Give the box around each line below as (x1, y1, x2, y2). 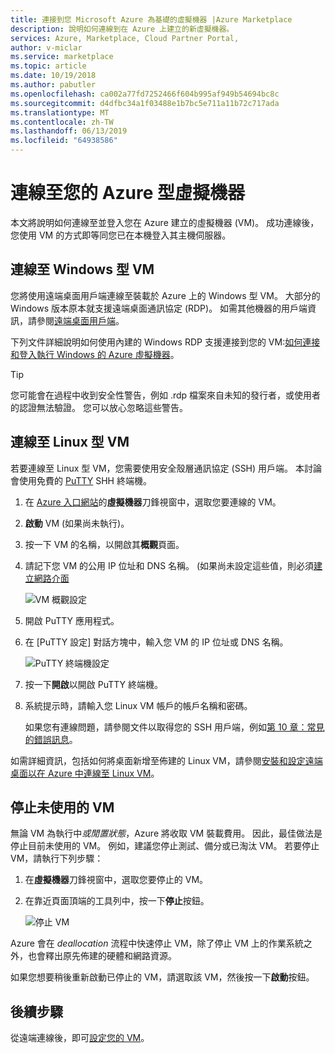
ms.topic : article (10, 61, 87, 71)
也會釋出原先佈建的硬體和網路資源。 (27, 950, 177, 962)
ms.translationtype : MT (10, 107, 110, 118)
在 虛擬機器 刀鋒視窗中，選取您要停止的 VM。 (24, 874, 209, 886)
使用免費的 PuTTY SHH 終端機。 (18, 474, 152, 486)
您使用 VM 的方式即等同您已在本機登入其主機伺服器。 (10, 229, 232, 241)
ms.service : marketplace (10, 52, 114, 62)
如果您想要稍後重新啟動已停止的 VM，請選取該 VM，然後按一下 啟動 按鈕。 (10, 971, 315, 983)
